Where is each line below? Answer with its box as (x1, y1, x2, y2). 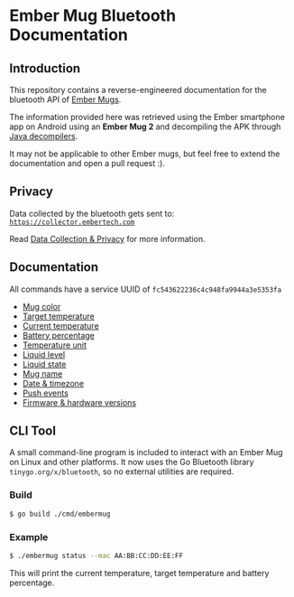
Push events (22, 387, 69, 398)
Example (9, 530, 49, 543)
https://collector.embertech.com (9, 218, 135, 227)
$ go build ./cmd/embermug (9, 509, 111, 518)
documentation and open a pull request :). (9, 158, 165, 168)
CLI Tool (9, 424, 57, 439)
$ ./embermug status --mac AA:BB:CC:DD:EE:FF (9, 551, 183, 560)
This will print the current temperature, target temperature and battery (9, 567, 270, 578)
